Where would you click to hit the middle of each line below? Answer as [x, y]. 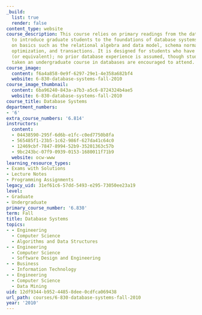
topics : [16, 225]
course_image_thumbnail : [37, 85]
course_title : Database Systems [47, 101]
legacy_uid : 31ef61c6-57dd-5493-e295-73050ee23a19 [71, 186]
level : [14, 191]
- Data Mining [29, 286]
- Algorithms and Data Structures [55, 242]
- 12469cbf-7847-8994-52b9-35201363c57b [63, 146]
